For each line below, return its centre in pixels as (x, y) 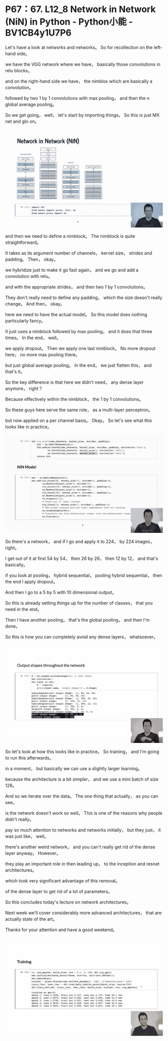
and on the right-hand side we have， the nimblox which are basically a (79, 81)
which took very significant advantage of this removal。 (62, 880)
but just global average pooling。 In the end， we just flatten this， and (78, 365)
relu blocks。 (19, 70)
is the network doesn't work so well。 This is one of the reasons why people (84, 813)
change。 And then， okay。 (35, 304)
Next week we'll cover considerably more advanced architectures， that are (83, 913)
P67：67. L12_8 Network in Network (80, 9)
